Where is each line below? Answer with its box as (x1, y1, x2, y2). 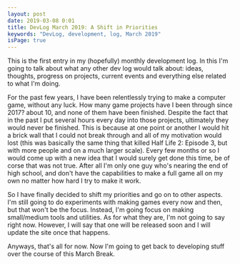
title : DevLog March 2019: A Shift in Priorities (7, 24, 159, 31)
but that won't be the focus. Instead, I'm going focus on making (7, 205, 194, 214)
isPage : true (7, 37, 46, 44)
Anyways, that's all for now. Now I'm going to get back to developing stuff (7, 242, 225, 250)
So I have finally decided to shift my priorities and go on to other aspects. (7, 191, 223, 199)
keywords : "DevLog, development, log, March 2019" (7, 30, 161, 38)
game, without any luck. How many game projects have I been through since (7, 101, 233, 109)
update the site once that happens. (7, 228, 111, 237)
